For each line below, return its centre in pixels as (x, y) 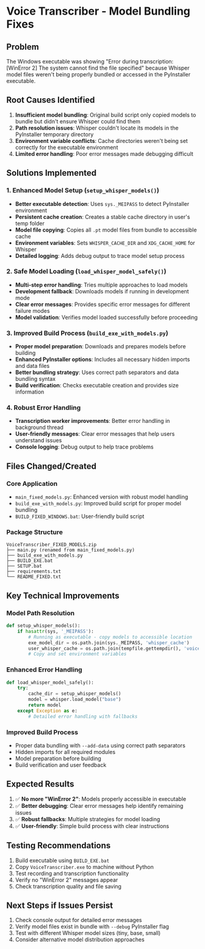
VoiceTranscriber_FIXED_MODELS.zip (52, 545)
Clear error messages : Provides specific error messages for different (103, 304)
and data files (32, 366)
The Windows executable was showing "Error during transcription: (90, 61)
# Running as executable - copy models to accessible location (110, 637)
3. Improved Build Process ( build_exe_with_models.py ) (88, 333)
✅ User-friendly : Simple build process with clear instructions (92, 826)
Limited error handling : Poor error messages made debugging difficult (104, 153)
